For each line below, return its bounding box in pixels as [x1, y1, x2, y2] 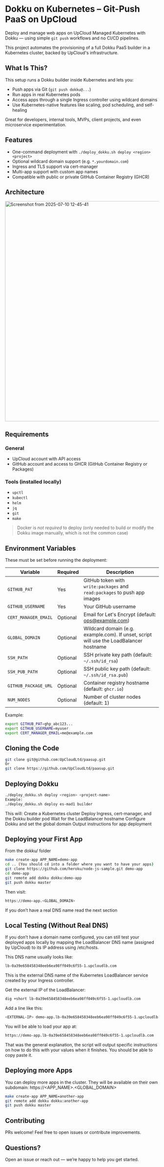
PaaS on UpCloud [5, 14, 77, 25]
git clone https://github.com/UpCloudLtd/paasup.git [5, 766, 115, 771]
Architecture [5, 188, 45, 196]
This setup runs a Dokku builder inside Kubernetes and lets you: [5, 77, 134, 82]
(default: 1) [83, 699, 110, 706]
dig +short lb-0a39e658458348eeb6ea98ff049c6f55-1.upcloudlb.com [5, 997, 141, 1002]
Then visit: [5, 889, 26, 895]
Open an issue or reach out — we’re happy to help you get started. [5, 1156, 139, 1162]
